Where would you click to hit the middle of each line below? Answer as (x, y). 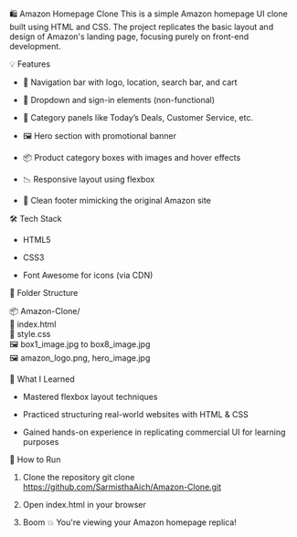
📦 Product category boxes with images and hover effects (132, 158)
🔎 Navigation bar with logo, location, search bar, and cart (130, 82)
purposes (41, 442)
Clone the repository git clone (79, 477)
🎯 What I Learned (42, 379)
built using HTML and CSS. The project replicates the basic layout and (142, 27)
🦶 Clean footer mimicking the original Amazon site (117, 200)
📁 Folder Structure (44, 293)
